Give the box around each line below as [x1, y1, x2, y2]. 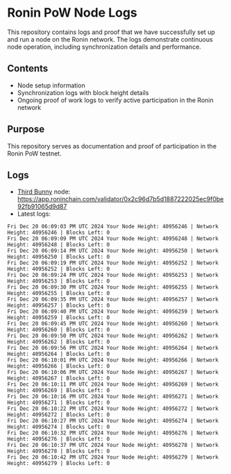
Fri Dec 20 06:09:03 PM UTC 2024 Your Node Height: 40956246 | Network [7, 223, 219, 230]
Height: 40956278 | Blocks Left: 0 [7, 448, 110, 455]
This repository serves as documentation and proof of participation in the [7, 142, 217, 150]
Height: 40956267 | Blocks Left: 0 [7, 375, 110, 382]
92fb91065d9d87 [17, 203, 67, 211]
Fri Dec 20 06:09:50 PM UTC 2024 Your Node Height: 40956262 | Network [7, 332, 219, 339]
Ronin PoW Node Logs [7, 5, 137, 21]
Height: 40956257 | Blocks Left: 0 [7, 302, 110, 310]
